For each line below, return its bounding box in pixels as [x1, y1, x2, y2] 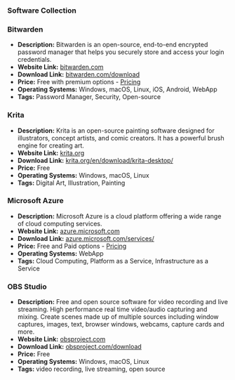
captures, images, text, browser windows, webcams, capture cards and [17, 320, 224, 329]
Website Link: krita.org [17, 148, 85, 157]
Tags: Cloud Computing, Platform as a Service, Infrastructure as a [17, 256, 209, 265]
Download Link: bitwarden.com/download [17, 70, 140, 79]
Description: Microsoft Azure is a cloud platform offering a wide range [17, 211, 222, 220]
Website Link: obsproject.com [17, 335, 106, 343]
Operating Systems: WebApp [17, 249, 104, 258]
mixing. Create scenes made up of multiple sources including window [17, 313, 219, 321]
